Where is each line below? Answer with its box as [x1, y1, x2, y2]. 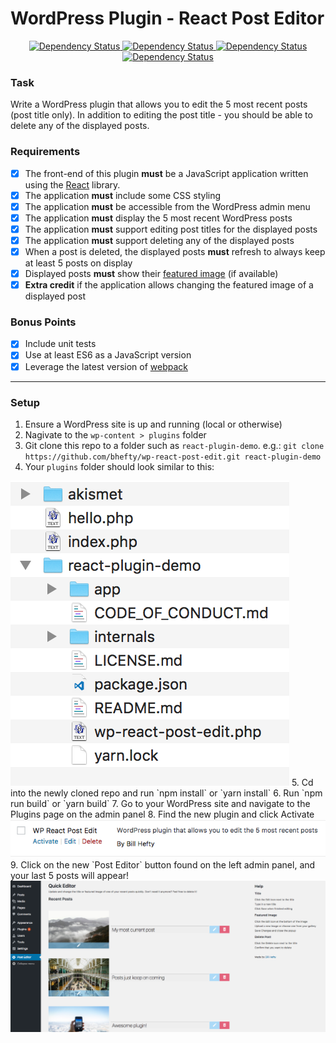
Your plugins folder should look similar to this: [24, 460, 215, 472]
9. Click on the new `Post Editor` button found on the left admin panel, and [10, 859, 316, 871]
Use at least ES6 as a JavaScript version [24, 349, 192, 361]
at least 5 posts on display [24, 257, 133, 269]
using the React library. [24, 178, 121, 191]
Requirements [10, 145, 81, 159]
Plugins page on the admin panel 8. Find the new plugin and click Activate [10, 808, 315, 820]
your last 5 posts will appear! [10, 870, 130, 882]
